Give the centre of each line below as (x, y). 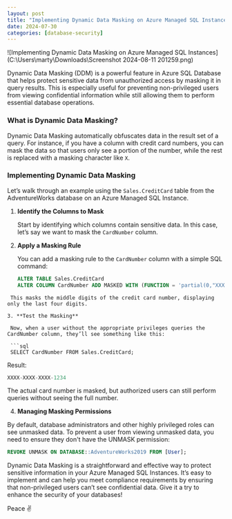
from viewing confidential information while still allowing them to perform (111, 95)
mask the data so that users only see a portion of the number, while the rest (115, 150)
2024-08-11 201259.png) (158, 60)
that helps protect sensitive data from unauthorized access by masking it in (114, 81)
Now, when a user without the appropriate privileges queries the (108, 328)
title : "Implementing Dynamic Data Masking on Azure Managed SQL (103, 20)
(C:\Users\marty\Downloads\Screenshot (64, 60)
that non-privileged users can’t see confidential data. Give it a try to (103, 487)
